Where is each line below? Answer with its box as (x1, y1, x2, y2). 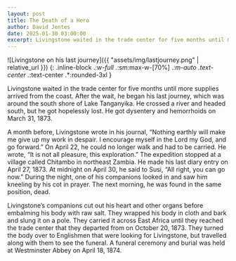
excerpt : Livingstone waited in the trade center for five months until (7, 37, 225, 44)
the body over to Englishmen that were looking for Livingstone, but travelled (7, 231, 227, 240)
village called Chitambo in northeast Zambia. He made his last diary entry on (7, 158, 228, 166)
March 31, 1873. (7, 114, 53, 123)
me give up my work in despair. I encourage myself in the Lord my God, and (7, 135, 227, 144)
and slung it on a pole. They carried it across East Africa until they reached (7, 216, 223, 225)
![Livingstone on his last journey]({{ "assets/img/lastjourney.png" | (7, 56, 199, 64)
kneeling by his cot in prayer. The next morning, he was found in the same (7, 180, 222, 189)
